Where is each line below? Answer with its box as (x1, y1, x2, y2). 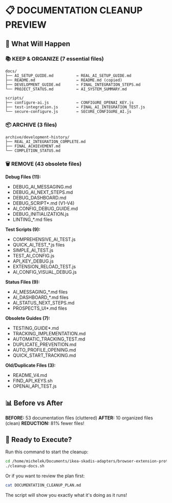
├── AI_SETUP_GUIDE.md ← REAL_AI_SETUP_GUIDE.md (5, 73, 132, 78)
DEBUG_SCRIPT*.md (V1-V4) (12, 200, 75, 206)
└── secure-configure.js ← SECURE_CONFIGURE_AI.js (5, 109, 132, 114)
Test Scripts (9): (5, 227, 41, 233)
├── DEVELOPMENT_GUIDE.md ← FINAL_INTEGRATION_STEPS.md (5, 82, 141, 87)
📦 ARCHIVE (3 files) (5, 121, 57, 128)
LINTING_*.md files (12, 216, 53, 223)
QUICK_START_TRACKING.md (12, 352, 76, 358)
